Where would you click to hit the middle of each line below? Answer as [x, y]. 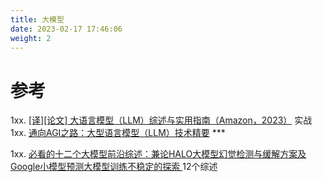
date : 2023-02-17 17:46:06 [66, 29]
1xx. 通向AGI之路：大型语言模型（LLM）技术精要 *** [118, 133]
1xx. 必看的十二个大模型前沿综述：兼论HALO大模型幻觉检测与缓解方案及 [158, 154]
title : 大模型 [37, 19]
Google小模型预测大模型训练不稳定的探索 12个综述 [114, 167]
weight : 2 [31, 38]
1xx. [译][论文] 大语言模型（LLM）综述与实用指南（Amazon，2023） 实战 [161, 120]
